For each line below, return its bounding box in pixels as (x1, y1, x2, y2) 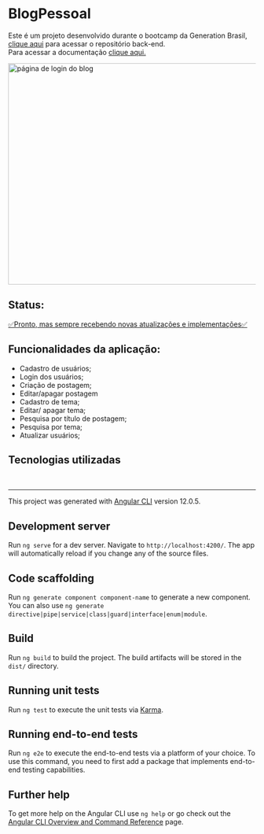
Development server (8, 519, 111, 533)
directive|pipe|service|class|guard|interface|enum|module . (8, 609, 207, 618)
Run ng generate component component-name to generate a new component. (8, 592, 251, 602)
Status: (8, 298, 45, 312)
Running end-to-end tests (8, 728, 138, 741)
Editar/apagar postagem (19, 389, 98, 398)
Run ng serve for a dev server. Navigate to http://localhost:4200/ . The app (8, 541, 255, 550)
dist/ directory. (8, 661, 59, 670)
